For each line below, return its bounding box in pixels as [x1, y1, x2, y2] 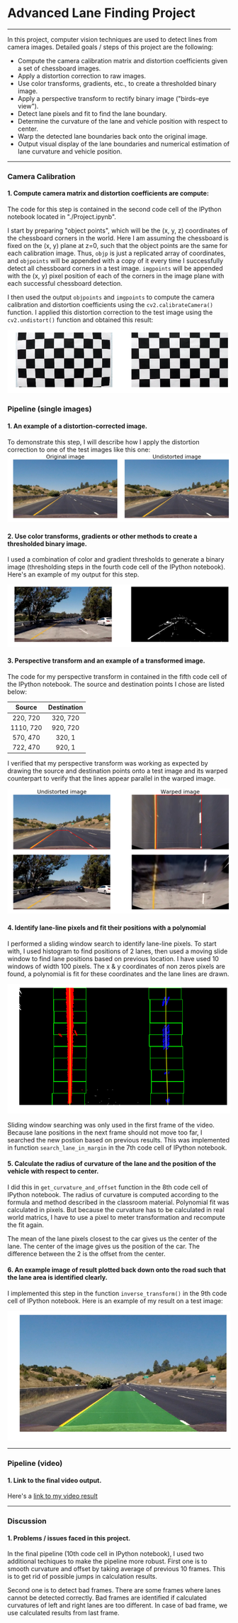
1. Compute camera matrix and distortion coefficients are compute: [7, 189, 209, 198]
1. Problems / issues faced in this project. [7, 1533, 131, 1542]
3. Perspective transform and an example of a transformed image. [7, 656, 205, 665]
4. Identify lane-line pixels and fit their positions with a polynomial [7, 923, 207, 932]
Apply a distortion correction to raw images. [17, 71, 147, 80]
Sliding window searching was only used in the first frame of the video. [7, 1120, 215, 1129]
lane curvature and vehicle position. [17, 147, 123, 156]
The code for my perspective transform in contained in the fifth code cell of [7, 672, 227, 680]
